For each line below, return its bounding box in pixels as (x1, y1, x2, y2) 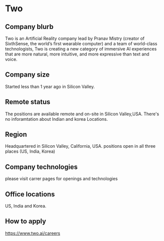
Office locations (5, 190, 55, 198)
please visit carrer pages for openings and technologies (5, 176, 118, 182)
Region (5, 131, 27, 139)
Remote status (5, 98, 50, 106)
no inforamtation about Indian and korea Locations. (5, 116, 108, 122)
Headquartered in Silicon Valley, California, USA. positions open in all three (5, 143, 156, 149)
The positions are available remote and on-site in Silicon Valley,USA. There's (5, 111, 159, 117)
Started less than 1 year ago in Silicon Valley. (5, 83, 95, 89)
